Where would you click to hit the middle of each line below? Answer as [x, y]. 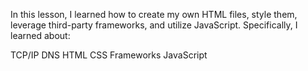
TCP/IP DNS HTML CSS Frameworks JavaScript [109, 55]
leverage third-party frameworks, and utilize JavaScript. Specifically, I [154, 25]
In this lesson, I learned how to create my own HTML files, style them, [154, 14]
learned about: [40, 35]
